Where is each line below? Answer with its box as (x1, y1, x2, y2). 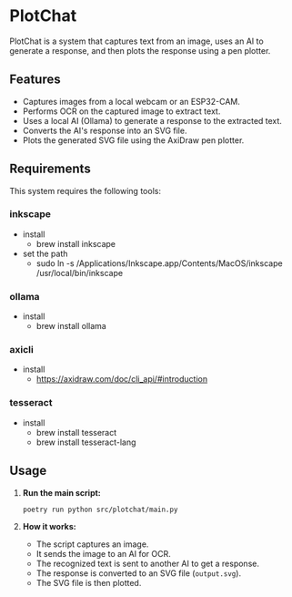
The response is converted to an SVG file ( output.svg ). (35, 568, 242, 579)
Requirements (9, 161, 91, 177)
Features (9, 72, 61, 87)
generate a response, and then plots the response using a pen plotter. (9, 45, 271, 56)
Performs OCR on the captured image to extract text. (22, 106, 221, 117)
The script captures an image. (35, 539, 149, 550)
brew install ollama (35, 321, 106, 332)
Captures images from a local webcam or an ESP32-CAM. (22, 96, 241, 107)
